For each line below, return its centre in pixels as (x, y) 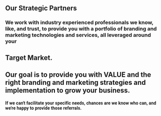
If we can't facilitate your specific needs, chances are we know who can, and (81, 103)
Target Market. (29, 57)
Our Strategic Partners (41, 8)
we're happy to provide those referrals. (43, 108)
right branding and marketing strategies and (75, 83)
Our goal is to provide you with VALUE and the (78, 75)
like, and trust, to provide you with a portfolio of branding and (81, 29)
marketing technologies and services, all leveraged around (78, 35)
